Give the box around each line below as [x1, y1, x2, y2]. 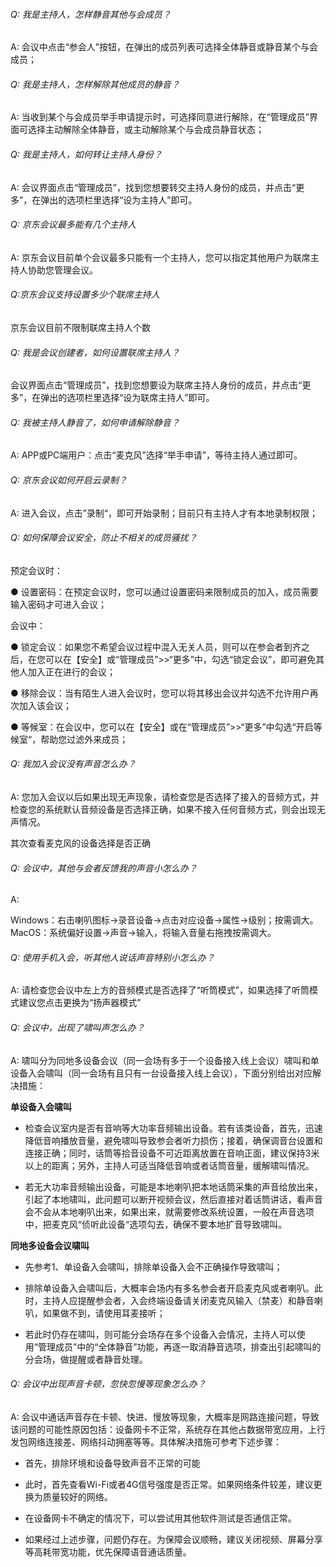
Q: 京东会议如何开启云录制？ [10, 474, 128, 486]
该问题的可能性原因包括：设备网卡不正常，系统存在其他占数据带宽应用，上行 [10, 1423, 326, 1435]
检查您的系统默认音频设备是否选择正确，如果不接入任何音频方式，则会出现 [10, 804, 317, 816]
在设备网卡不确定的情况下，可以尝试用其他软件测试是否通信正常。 [24, 1512, 297, 1524]
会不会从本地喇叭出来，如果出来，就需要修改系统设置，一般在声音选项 [24, 1205, 315, 1218]
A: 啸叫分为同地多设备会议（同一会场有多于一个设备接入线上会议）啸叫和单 [10, 1054, 320, 1066]
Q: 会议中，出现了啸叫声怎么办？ [10, 1022, 145, 1034]
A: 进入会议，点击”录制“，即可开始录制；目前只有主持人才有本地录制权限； [10, 507, 318, 519]
